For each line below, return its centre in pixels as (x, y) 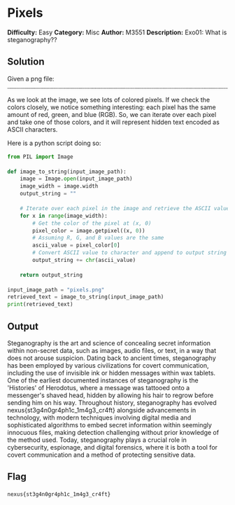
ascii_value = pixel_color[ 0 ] (76, 245)
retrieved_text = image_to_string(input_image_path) (86, 297)
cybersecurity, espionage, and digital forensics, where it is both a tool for (113, 447)
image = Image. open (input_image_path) (76, 179)
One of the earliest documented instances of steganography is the (103, 380)
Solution (26, 62)
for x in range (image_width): (64, 216)
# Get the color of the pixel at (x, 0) (92, 223)
